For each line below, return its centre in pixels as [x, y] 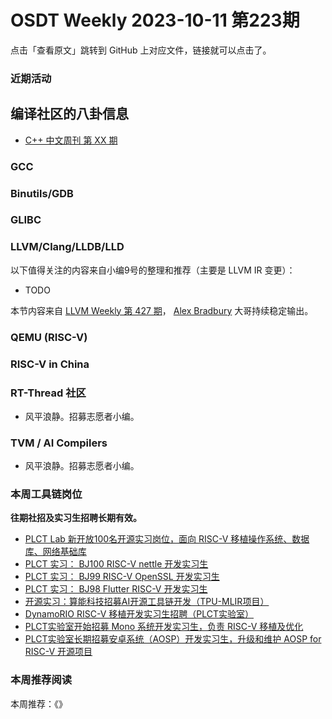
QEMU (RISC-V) [49, 337]
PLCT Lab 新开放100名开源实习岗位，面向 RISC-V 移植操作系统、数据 [167, 539]
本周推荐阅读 [41, 680]
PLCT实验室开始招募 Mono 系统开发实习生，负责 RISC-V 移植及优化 [164, 627]
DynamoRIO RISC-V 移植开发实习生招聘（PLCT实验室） [139, 614]
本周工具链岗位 [46, 494]
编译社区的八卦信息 [69, 114]
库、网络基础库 [55, 552]
